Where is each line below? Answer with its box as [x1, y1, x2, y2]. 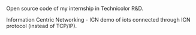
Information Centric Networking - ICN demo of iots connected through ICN [6, 16, 191, 23]
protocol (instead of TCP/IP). [6, 23, 77, 29]
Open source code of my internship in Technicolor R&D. [6, 5, 144, 12]
